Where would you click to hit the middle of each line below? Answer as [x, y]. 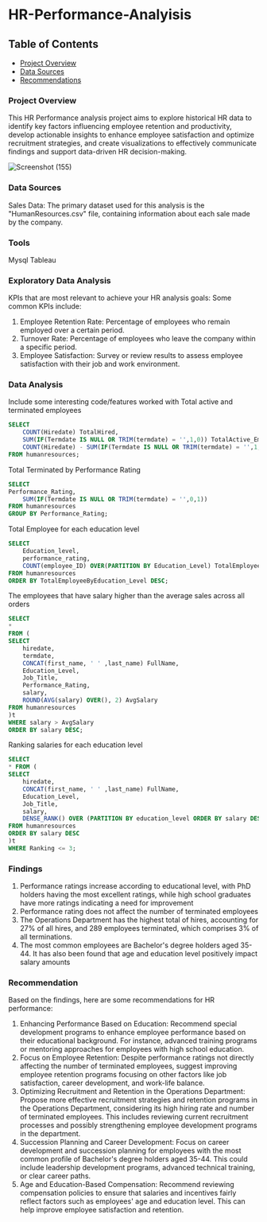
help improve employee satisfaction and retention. [102, 1210]
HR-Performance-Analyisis [100, 15]
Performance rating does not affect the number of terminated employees [139, 912]
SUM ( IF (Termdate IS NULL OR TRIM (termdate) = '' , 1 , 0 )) [115, 440]
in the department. [50, 1134]
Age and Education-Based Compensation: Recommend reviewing [127, 1185]
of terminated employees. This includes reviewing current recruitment [134, 1117]
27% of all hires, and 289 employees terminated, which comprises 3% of [139, 928]
